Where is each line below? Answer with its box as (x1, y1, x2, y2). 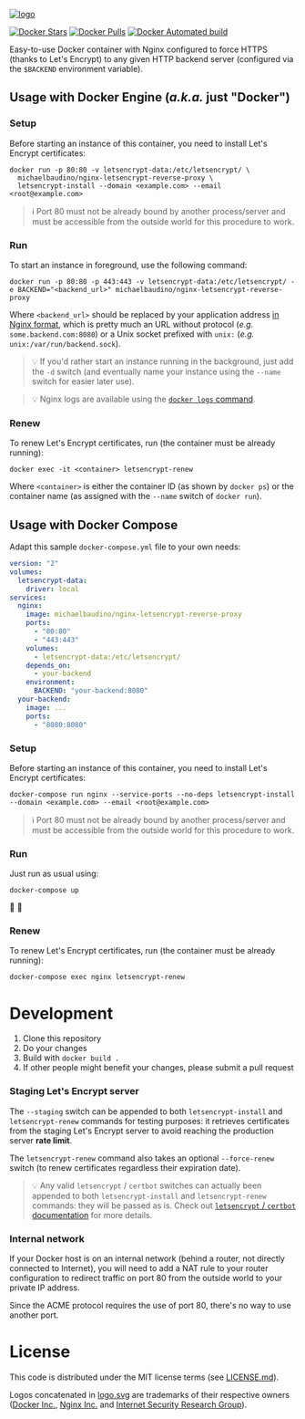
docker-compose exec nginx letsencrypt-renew (9, 973, 185, 982)
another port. (9, 1309, 59, 1320)
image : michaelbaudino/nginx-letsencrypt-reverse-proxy (25, 610, 243, 620)
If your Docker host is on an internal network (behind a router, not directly (9, 1253, 285, 1264)
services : (9, 593, 47, 602)
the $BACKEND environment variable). (9, 64, 144, 74)
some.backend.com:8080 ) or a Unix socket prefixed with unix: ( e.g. (9, 329, 255, 339)
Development (9, 1003, 114, 1024)
